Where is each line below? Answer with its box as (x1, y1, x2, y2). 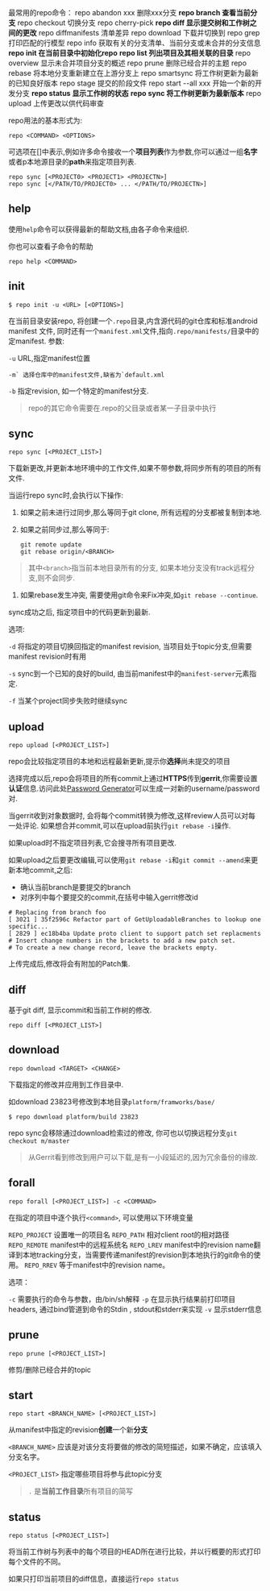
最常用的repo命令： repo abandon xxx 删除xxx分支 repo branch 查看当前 (8, 8, 251, 17)
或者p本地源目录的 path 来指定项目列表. (8, 157, 137, 166)
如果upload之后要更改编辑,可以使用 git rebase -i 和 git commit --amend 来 (8, 855, 251, 865)
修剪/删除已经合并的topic (8, 1365, 91, 1374)
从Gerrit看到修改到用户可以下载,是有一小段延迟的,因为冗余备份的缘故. (27, 1152, 259, 1161)
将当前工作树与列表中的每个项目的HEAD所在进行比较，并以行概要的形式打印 (8, 1547, 261, 1556)
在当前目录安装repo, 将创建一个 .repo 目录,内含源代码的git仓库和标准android (8, 316, 258, 326)
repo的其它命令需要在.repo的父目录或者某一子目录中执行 (27, 403, 217, 413)
